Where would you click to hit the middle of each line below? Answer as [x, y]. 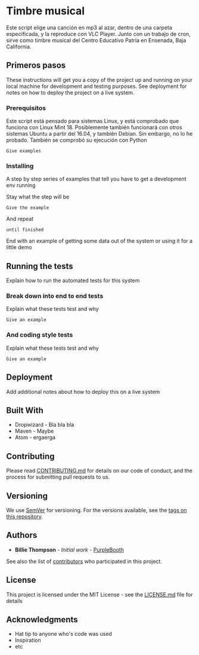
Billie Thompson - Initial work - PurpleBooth [69, 550]
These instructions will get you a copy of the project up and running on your [99, 79]
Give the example [28, 208]
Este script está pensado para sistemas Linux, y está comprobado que [93, 121]
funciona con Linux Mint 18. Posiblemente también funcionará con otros [94, 127]
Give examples [24, 151]
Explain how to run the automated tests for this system [73, 281]
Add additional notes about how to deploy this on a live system [83, 391]
